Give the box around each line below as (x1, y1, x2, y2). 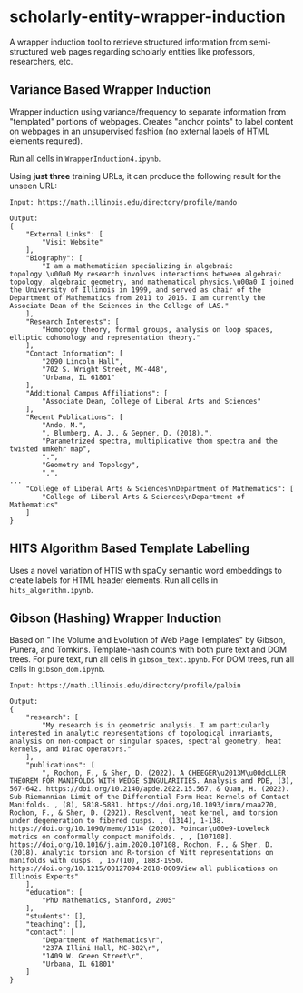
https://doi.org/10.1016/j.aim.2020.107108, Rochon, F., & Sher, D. (9, 840, 274, 849)
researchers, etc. (9, 55, 73, 66)
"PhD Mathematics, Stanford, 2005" (42, 896, 177, 906)
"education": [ (25, 888, 83, 898)
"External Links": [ (25, 229, 103, 238)
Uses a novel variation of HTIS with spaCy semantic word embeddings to (9, 565, 283, 576)
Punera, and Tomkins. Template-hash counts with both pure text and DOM (9, 644, 288, 656)
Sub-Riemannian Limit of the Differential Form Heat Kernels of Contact (9, 793, 290, 802)
